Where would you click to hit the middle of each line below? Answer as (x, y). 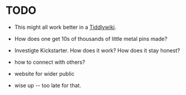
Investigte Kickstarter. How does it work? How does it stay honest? (97, 50)
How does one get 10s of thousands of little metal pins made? (91, 38)
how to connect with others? (50, 62)
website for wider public (44, 73)
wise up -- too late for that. (48, 85)
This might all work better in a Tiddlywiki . (65, 27)
